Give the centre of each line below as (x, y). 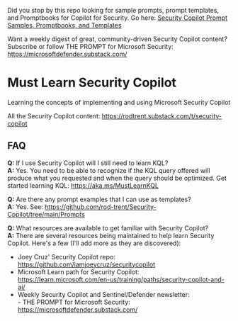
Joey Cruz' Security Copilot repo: (66, 257)
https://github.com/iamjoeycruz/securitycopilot (86, 264)
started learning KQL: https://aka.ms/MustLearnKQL (83, 185)
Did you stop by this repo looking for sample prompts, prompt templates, (113, 10)
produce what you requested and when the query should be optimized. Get (117, 178)
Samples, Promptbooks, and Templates (64, 25)
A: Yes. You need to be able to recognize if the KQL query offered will (109, 170)
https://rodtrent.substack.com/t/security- (162, 116)
